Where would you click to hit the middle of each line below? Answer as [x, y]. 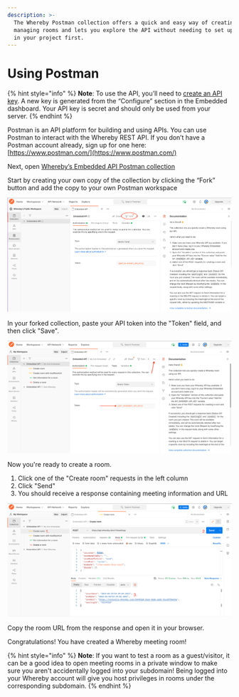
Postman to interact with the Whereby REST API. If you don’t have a [106, 138]
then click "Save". [33, 331]
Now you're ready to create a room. [59, 464]
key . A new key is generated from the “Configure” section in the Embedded [117, 101]
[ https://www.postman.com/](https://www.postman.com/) [92, 153]
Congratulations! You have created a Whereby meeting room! [97, 642]
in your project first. [49, 38]
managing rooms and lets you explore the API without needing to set [119, 30]
